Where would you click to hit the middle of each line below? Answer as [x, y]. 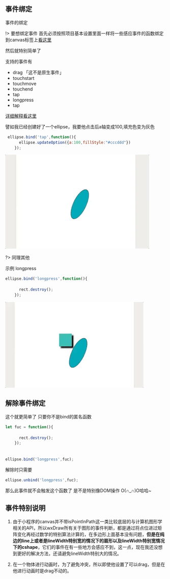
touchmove [24, 83]
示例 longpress [21, 269]
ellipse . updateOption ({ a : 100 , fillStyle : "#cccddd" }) [75, 142]
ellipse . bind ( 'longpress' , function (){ [46, 279]
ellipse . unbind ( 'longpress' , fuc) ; [42, 480]
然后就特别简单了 [23, 51]
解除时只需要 [19, 470]
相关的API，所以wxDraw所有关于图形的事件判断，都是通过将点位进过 [85, 528]
